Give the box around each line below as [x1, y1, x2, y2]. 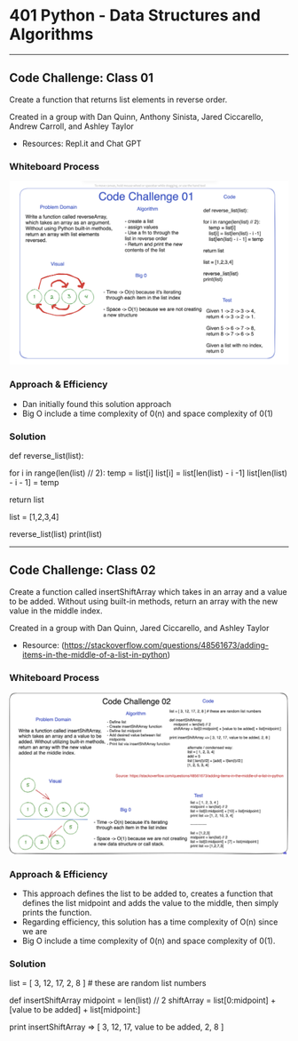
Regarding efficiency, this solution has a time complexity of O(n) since [21, 917, 278, 927]
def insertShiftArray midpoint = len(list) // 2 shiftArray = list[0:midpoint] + [9, 995, 277, 1005]
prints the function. [21, 908, 92, 918]
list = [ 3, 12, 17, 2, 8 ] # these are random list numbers [9, 978, 207, 989]
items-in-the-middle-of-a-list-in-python [21, 649, 169, 660]
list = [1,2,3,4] [9, 511, 59, 522]
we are [21, 926, 48, 937]
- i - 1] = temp [9, 476, 59, 487]
